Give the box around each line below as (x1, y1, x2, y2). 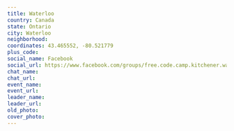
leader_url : (7, 101, 42, 107)
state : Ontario (7, 23, 52, 30)
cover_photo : (7, 113, 45, 120)
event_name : (7, 81, 42, 88)
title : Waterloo (7, 10, 54, 17)
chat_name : (7, 68, 39, 75)
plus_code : (7, 49, 39, 56)
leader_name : (7, 94, 45, 101)
